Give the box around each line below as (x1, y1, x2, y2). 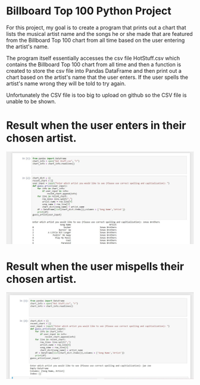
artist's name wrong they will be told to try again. (6, 79, 126, 87)
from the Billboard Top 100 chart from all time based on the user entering (6, 36, 185, 44)
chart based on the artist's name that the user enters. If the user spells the (6, 73, 189, 81)
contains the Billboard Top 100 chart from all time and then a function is (6, 61, 182, 68)
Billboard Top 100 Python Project (6, 4, 171, 18)
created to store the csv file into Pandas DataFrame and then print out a (6, 67, 182, 74)
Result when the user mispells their (6, 260, 185, 273)
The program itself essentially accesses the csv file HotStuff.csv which (6, 54, 180, 61)
